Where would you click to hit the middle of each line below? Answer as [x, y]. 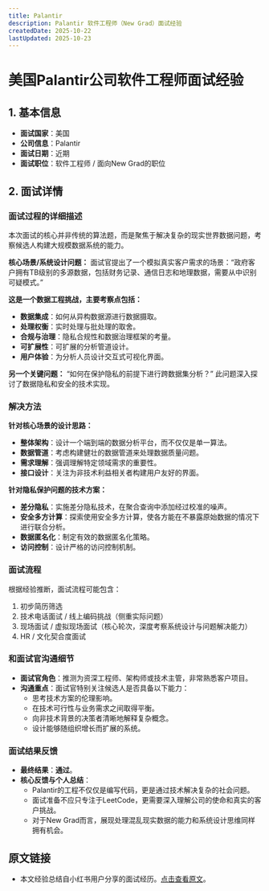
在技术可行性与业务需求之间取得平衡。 [95, 708]
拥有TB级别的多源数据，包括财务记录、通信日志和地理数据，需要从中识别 [136, 272]
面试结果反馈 [33, 750]
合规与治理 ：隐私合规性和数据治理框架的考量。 [97, 336]
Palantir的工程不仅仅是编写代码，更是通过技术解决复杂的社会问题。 [143, 790]
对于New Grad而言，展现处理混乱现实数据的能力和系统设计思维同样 [143, 820]
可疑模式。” [26, 282]
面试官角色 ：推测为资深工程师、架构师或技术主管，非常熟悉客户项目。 [136, 678]
